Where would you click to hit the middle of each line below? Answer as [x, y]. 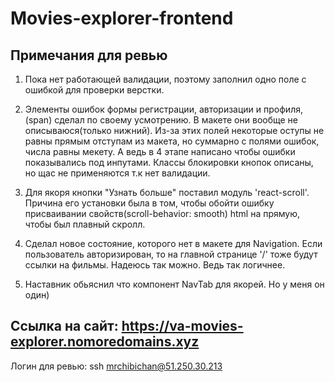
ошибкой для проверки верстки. [94, 90]
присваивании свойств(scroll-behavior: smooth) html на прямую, [162, 213]
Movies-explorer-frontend [122, 18]
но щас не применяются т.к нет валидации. [117, 173]
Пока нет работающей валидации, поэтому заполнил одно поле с [165, 79]
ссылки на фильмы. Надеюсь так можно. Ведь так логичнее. [155, 265]
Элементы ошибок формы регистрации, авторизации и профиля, [163, 109]
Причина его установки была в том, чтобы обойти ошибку [149, 203]
